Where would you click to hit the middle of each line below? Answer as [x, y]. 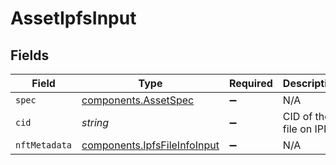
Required [250, 83]
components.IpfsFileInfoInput [150, 145]
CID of [297, 116]
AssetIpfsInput [73, 18]
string [95, 122]
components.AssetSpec [138, 100]
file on [297, 129]
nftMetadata [44, 145]
